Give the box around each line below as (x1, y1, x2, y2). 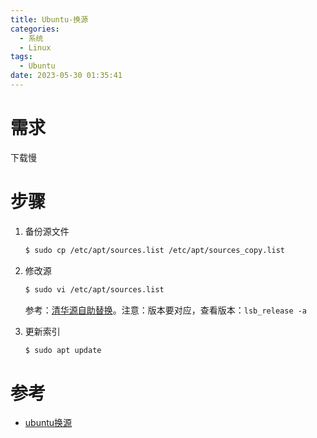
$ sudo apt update (24, 345, 102, 355)
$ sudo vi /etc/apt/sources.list (24, 284, 165, 295)
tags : (10, 52, 33, 62)
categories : (10, 24, 60, 34)
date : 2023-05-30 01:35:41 (10, 71, 123, 81)
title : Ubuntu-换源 (10, 14, 89, 25)
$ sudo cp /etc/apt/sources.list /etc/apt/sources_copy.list (24, 245, 286, 255)
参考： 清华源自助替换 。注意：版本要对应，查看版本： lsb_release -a (24, 304, 308, 316)
